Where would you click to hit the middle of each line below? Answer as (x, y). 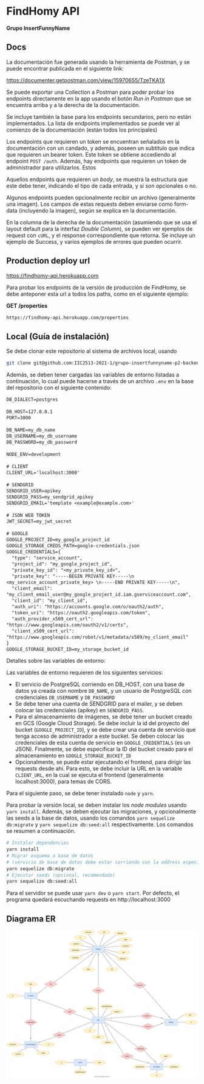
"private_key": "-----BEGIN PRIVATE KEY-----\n (73, 576)
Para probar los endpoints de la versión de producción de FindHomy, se (96, 287)
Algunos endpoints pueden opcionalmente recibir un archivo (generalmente (101, 197)
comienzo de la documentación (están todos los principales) (82, 130)
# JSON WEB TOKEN (28, 515)
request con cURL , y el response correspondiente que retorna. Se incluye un (101, 235)
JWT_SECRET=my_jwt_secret (39, 522)
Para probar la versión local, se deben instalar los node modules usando (97, 805)
